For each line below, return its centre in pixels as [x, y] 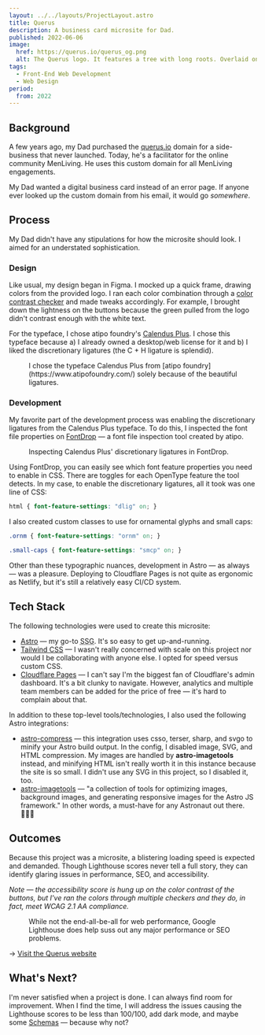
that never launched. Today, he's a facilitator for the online [134, 155]
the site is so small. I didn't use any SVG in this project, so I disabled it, [134, 771]
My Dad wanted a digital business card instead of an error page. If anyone [129, 187]
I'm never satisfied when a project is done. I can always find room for [121, 997]
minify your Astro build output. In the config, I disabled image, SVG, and [136, 747]
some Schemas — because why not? [69, 1022]
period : [22, 89]
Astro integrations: [39, 723]
